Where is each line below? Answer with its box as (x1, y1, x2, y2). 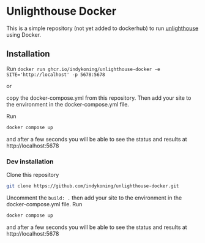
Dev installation (6, 157, 54, 166)
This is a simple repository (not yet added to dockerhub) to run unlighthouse (6, 24, 199, 32)
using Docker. (6, 31, 42, 38)
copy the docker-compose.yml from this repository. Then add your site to (6, 94, 192, 102)
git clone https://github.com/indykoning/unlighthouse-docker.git (6, 182, 179, 189)
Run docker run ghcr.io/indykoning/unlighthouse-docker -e (6, 65, 160, 72)
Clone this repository (6, 171, 59, 178)
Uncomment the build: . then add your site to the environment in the (6, 194, 182, 201)
